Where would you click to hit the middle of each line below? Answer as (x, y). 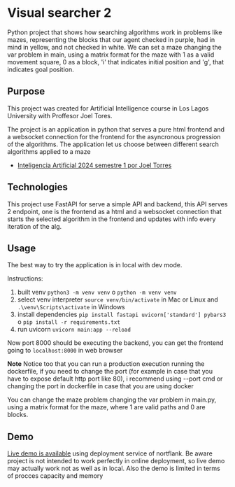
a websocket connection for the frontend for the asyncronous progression (114, 136)
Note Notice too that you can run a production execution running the (106, 364)
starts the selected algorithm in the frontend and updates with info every (112, 219)
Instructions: (25, 278)
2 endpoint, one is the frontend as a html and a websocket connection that (114, 211)
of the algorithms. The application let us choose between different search (113, 144)
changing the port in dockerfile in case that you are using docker (100, 386)
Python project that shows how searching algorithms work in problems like (115, 32)
